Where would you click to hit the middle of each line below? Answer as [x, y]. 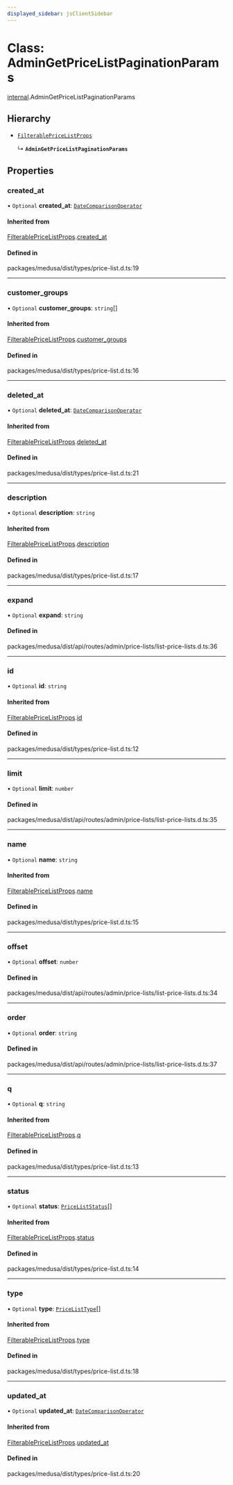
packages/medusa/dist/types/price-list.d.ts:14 [73, 1269]
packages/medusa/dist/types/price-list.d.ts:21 [73, 473]
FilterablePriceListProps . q [44, 1135]
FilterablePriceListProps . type [49, 1340]
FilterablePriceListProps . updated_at [58, 1442]
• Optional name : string [42, 860]
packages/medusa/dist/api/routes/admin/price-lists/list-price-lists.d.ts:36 [112, 646]
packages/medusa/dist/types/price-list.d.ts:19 [73, 268]
